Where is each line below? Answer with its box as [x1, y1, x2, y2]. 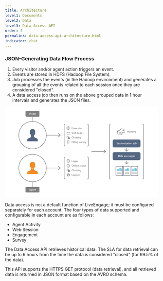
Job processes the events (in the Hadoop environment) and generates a [12, 77, 157, 83]
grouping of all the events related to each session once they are [12, 82, 140, 88]
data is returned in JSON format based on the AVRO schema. [5, 271, 127, 277]
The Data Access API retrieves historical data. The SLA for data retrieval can [5, 246, 158, 252]
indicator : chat [5, 39, 38, 44]
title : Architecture [5, 8, 47, 13]
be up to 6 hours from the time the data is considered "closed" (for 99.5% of [5, 251, 159, 257]
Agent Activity [12, 221, 41, 227]
